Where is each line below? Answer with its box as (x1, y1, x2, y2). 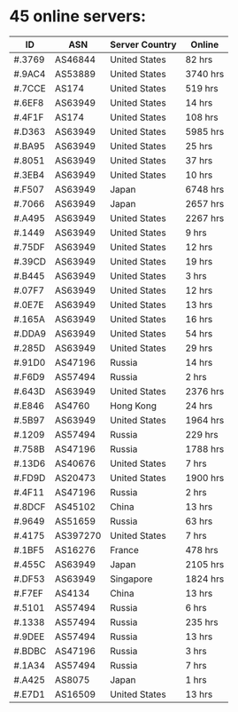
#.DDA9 (13, 327, 47, 339)
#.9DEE (13, 630, 45, 643)
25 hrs (185, 139, 213, 152)
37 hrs (185, 154, 213, 166)
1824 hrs (185, 573, 225, 585)
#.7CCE (13, 82, 46, 94)
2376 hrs (185, 384, 225, 397)
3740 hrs (185, 67, 225, 80)
